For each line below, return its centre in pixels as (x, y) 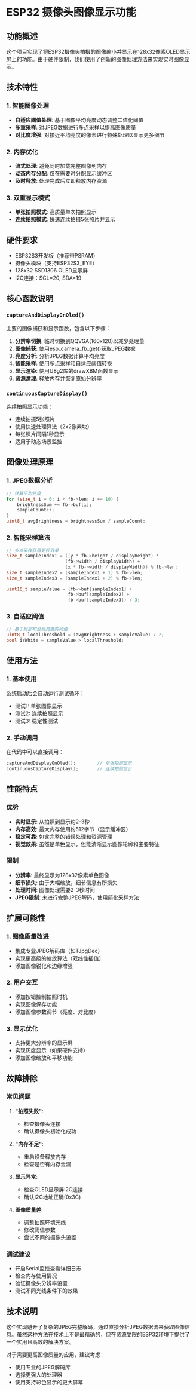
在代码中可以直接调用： (35, 752)
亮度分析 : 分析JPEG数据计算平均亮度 (60, 356)
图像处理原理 (30, 462)
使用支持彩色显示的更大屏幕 (49, 1382)
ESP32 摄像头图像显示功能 (71, 12)
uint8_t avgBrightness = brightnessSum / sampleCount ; (76, 521)
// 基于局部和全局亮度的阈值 (37, 629)
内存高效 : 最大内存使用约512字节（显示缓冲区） (73, 829)
